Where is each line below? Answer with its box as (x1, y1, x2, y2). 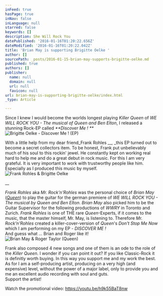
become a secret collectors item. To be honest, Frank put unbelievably (5, 145, 146, 151)
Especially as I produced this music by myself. (5, 165, 98, 171)
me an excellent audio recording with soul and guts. (5, 271, 109, 277)
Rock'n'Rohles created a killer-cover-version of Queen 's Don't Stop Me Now (5, 220, 158, 226)
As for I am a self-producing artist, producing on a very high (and (5, 261, 136, 267)
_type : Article (5, 98, 36, 102)
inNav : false (5, 16, 32, 21)
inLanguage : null (5, 20, 40, 26)
